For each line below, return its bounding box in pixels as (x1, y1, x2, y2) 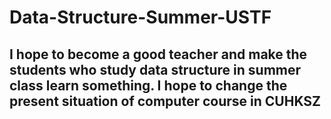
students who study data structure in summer (9, 61, 302, 78)
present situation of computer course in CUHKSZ (9, 92, 321, 110)
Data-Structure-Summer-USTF (9, 6, 272, 29)
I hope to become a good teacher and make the (9, 46, 308, 63)
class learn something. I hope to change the (9, 77, 288, 94)
